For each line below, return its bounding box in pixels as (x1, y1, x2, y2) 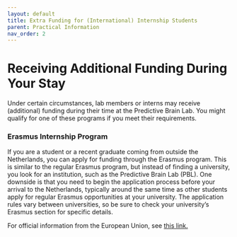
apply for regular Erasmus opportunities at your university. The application (7, 192, 224, 202)
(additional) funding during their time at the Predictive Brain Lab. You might (7, 107, 226, 115)
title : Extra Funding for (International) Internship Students (7, 17, 198, 24)
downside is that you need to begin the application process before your (7, 178, 216, 186)
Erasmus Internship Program (7, 132, 108, 141)
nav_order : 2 (7, 30, 46, 37)
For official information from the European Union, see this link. (7, 221, 189, 230)
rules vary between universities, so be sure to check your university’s (7, 200, 209, 209)
